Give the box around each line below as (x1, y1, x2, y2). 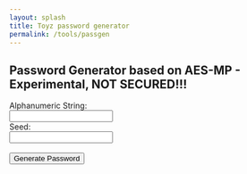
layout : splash (9, 12, 66, 22)
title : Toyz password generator (9, 21, 130, 30)
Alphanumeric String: (9, 100, 88, 112)
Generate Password (13, 153, 81, 163)
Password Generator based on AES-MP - (9, 62, 241, 78)
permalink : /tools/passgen (9, 29, 110, 38)
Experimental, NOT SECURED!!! (9, 77, 188, 92)
